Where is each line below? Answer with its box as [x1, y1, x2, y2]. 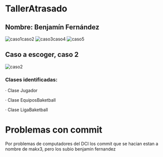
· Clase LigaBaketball [5, 107, 48, 113]
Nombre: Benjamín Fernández [5, 23, 99, 31]
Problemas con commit [5, 124, 103, 136]
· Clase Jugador [5, 88, 38, 94]
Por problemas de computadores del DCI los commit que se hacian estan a [5, 141, 159, 147]
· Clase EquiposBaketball [5, 97, 56, 103]
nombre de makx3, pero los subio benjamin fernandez [5, 146, 116, 152]
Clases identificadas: [5, 76, 58, 83]
